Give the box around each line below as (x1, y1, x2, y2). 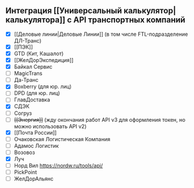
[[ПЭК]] (13, 43, 33, 50)
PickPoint (13, 169, 38, 176)
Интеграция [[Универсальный (5, 6, 122, 16)
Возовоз (13, 149, 35, 156)
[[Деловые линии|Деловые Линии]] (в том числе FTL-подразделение (13, 30, 188, 37)
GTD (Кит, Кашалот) (13, 50, 64, 57)
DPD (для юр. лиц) (13, 90, 60, 97)
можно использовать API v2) (13, 122, 87, 129)
